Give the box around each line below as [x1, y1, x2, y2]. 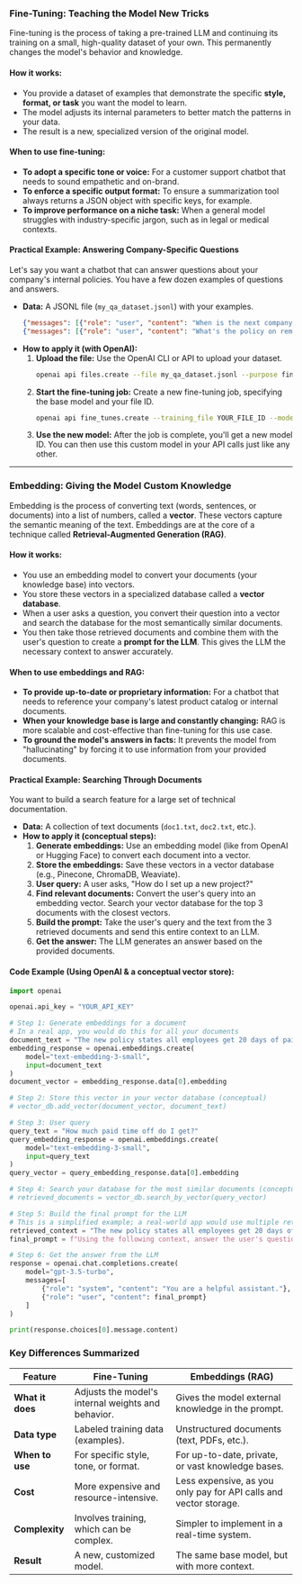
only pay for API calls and [175, 1485, 283, 1498]
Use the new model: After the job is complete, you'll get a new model [35, 430, 294, 440]
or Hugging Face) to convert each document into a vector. [35, 850, 252, 861]
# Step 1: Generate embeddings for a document [9, 1018, 187, 1028]
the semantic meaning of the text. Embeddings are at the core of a [9, 519, 255, 530]
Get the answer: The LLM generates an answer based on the [35, 936, 262, 947]
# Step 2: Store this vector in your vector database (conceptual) [9, 1093, 268, 1103]
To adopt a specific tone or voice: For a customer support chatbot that [22, 166, 286, 177]
